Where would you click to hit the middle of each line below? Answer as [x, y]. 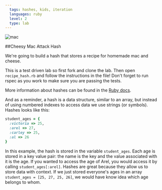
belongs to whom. [23, 182]
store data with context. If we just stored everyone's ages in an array [73, 171]
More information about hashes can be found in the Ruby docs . [68, 90]
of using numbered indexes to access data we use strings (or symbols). [76, 105]
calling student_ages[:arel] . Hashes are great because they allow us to [77, 167]
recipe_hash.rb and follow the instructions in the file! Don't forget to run [77, 76]
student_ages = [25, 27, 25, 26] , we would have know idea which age [77, 177]
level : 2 [18, 19]
